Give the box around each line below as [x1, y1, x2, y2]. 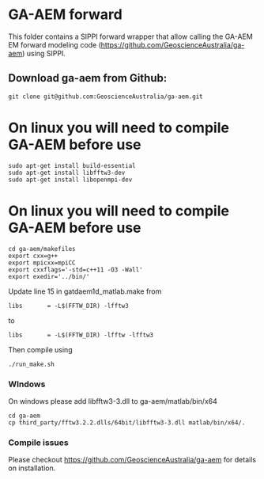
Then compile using [8, 344, 73, 354]
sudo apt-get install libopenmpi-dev [8, 176, 133, 184]
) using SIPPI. [22, 48, 66, 58]
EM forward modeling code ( [8, 40, 101, 49]
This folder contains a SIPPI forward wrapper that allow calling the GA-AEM [8, 32, 253, 41]
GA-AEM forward [8, 6, 123, 24]
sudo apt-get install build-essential [8, 162, 136, 169]
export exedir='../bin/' [8, 272, 90, 280]
